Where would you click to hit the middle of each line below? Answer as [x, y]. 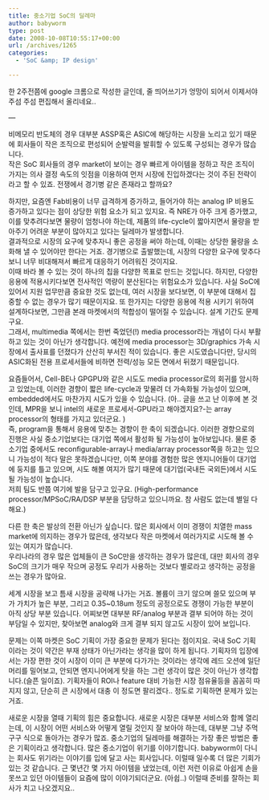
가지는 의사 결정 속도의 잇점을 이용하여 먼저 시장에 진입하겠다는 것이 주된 [122, 174]
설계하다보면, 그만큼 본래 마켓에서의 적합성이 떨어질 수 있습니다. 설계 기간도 [126, 311]
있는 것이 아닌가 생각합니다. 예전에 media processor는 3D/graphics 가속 [137, 341]
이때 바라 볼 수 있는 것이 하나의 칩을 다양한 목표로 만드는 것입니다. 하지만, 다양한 [133, 271]
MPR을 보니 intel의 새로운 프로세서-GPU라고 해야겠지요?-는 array [128, 408]
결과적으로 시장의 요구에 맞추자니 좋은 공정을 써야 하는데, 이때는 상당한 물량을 [129, 241]
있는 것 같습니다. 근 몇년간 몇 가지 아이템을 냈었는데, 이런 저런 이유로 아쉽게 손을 [133, 768]
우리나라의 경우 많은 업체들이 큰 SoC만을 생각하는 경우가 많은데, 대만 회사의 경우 [134, 556]
